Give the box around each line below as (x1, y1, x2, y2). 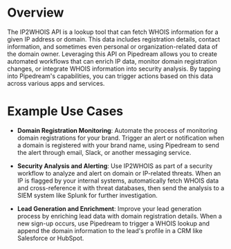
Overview (7, 5, 64, 21)
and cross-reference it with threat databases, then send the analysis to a (17, 183, 225, 192)
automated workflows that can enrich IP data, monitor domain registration (7, 57, 217, 65)
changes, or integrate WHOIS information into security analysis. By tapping (7, 64, 221, 73)
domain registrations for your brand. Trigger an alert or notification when (17, 133, 225, 142)
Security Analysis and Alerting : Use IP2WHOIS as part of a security (17, 161, 213, 170)
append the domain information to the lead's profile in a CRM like (17, 226, 203, 234)
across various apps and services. (7, 79, 105, 87)
